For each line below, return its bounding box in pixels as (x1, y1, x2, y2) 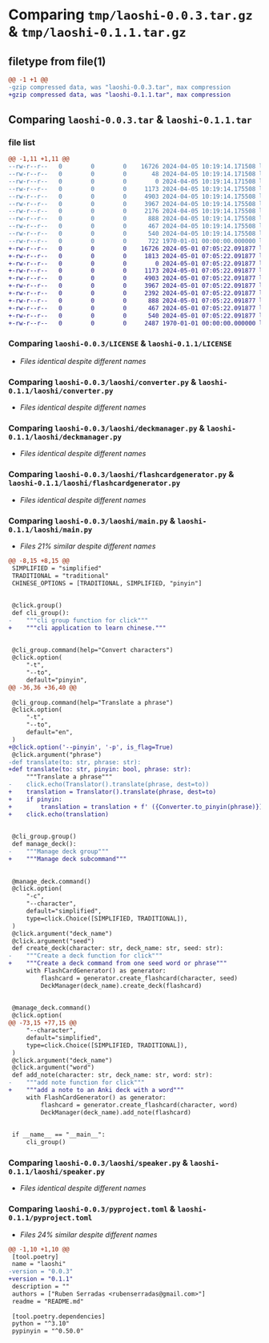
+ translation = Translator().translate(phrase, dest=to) (8, 788, 217, 796)
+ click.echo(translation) (8, 810, 110, 819)
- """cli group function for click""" (8, 616, 149, 625)
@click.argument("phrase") (11, 750, 102, 758)
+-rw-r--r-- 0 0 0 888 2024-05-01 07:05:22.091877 (8, 297, 256, 305)
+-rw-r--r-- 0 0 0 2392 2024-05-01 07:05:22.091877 (8, 289, 256, 297)
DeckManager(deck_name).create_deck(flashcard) (40, 981, 203, 989)
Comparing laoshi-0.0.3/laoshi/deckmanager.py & (8, 423, 206, 434)
